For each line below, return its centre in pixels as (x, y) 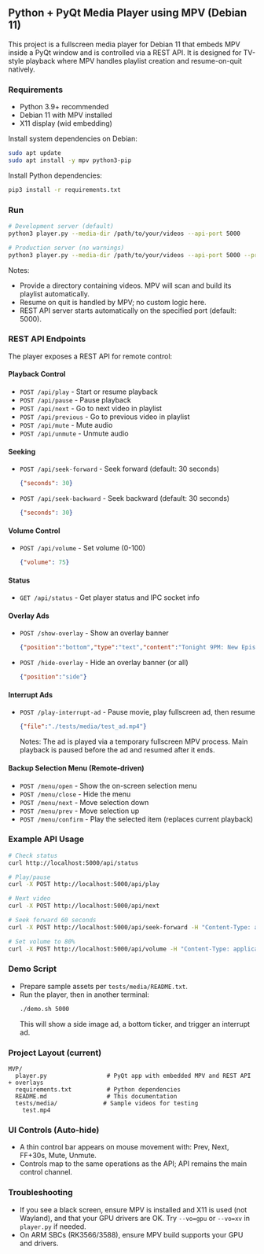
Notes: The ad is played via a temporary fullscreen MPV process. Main (134, 741)
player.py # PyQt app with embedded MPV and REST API (133, 1076)
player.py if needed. (53, 1226)
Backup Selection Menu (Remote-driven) (76, 768)
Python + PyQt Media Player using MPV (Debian (128, 13)
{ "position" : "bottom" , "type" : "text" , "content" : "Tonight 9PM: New (128, 648)
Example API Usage (46, 839)
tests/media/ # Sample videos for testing (107, 1104)
